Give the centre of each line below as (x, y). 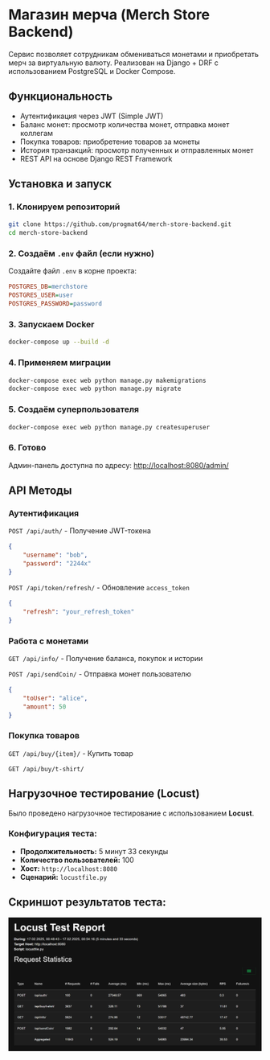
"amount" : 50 (45, 707)
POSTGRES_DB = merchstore (48, 287)
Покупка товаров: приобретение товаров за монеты (110, 142)
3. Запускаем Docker (51, 325)
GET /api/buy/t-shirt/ (46, 769)
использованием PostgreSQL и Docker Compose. (92, 71)
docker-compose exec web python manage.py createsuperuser (109, 427)
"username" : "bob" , (55, 555)
